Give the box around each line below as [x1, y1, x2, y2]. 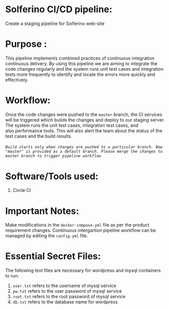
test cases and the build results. [5, 133, 72, 139]
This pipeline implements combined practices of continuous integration [5, 55, 155, 61]
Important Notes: [5, 205, 79, 217]
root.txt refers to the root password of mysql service [12, 294, 126, 300]
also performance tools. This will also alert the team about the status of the [5, 127, 163, 133]
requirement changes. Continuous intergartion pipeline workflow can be [5, 228, 156, 234]
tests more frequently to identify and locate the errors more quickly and [5, 71, 155, 77]
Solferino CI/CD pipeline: [5, 4, 112, 15]
